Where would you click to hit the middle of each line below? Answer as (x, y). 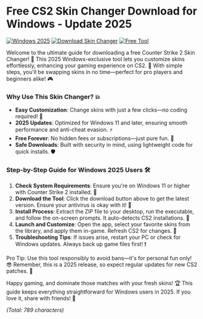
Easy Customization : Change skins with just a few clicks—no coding (101, 110)
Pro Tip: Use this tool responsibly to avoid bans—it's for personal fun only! (99, 258)
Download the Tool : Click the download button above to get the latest (102, 198)
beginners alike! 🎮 (30, 79)
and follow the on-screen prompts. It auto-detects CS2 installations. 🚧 (102, 218)
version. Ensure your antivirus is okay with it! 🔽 (73, 205)
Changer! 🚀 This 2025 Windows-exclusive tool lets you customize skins (95, 59)
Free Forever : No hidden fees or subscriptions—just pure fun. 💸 (95, 138)
